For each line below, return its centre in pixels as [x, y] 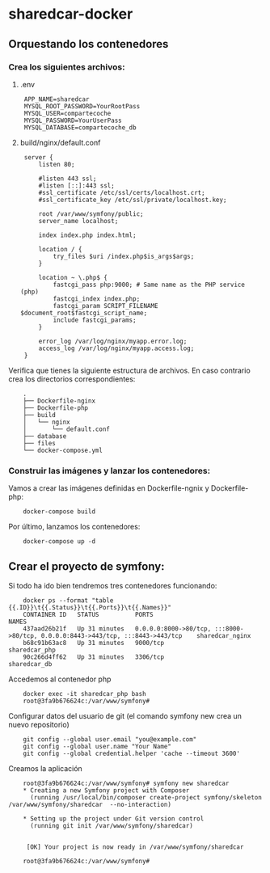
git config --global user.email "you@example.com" [110, 739]
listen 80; [57, 164]
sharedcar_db [30, 664]
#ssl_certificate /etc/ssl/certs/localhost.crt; [122, 192]
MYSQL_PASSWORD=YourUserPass [73, 120]
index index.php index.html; [87, 235]
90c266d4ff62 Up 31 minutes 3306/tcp [93, 657]
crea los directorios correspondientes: [72, 379]
